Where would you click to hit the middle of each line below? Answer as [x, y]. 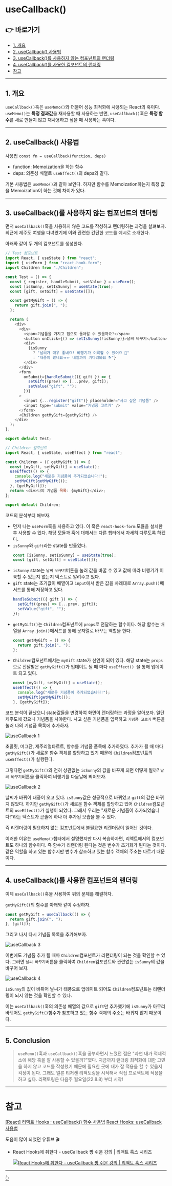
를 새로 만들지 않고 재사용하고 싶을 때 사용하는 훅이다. [63, 120]
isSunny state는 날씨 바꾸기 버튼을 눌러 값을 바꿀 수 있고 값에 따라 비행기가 [85, 570]
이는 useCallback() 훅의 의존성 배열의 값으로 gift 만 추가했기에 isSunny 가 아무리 [85, 1007]
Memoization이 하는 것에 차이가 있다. [48, 190]
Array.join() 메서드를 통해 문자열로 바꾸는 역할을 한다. [77, 630]
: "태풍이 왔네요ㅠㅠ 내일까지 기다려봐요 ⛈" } [74, 358]
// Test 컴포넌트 [22, 253]
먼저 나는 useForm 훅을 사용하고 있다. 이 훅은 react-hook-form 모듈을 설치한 [88, 526]
